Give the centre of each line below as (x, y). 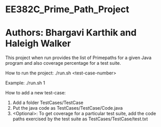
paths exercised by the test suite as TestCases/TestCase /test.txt (80, 119)
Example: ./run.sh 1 (25, 83)
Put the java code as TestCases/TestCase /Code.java (68, 108)
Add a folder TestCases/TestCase (48, 103)
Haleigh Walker (38, 44)
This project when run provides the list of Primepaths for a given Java (78, 58)
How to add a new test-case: (36, 93)
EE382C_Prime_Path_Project (67, 9)
